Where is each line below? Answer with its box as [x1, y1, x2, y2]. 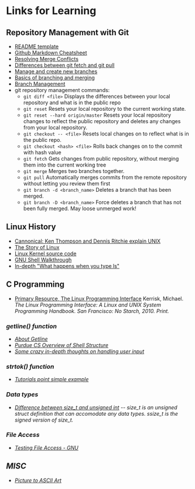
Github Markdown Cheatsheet [14, 49, 87, 56]
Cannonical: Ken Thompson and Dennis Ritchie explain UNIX [14, 237, 161, 244]
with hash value [23, 149, 61, 156]
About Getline [14, 335, 48, 342]
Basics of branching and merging [14, 74, 95, 81]
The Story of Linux [14, 243, 60, 250]
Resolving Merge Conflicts [14, 56, 79, 62]
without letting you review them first [23, 180, 111, 187]
